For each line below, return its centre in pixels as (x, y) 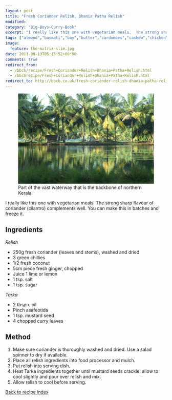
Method (18, 337)
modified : (16, 22)
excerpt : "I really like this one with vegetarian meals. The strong (82, 33)
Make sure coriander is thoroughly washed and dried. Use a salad (82, 349)
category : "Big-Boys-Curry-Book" (41, 27)
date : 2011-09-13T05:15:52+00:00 (41, 54)
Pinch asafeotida (30, 310)
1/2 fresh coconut (31, 263)
